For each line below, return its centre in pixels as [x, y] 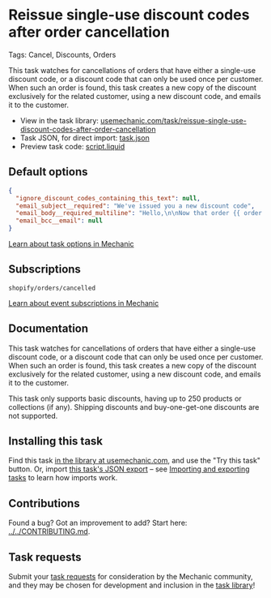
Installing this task [56, 441]
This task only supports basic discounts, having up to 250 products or [125, 398]
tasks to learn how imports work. [63, 478]
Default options [48, 172]
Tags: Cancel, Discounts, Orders [62, 54]
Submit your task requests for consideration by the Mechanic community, [131, 577]
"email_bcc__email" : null [59, 221]
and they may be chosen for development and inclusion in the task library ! [132, 585]
